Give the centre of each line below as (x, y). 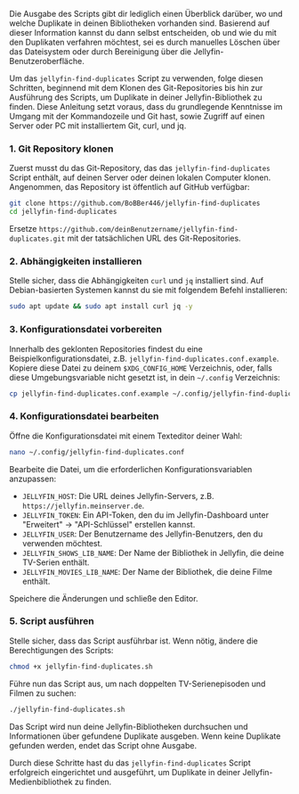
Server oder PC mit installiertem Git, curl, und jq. (98, 126)
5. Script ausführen (52, 621)
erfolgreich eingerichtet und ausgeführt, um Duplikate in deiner (125, 772)
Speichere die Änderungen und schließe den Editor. (104, 598)
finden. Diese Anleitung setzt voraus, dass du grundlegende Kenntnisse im (146, 106)
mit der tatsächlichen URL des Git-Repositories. (154, 238)
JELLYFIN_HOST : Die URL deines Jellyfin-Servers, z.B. (118, 495)
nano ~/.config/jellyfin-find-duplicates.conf (97, 452)
